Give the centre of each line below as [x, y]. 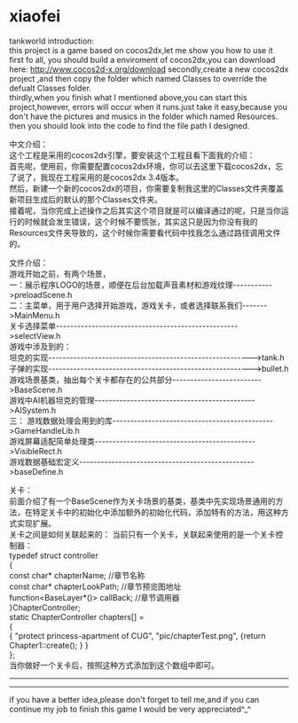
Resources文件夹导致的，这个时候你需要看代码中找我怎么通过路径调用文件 [145, 232]
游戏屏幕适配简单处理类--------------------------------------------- [132, 441]
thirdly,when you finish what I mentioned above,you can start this [128, 97]
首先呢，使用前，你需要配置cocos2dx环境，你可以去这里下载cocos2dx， [142, 166]
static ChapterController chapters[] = [77, 617]
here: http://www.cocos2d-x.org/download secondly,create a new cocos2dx [149, 69]
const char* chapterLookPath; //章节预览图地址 [95, 586]
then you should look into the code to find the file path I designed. [129, 125]
